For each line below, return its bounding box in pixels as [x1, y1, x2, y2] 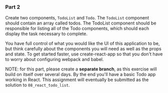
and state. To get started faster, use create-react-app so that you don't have [5, 51, 163, 57]
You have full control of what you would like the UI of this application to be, [5, 40, 160, 46]
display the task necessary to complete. [5, 31, 88, 37]
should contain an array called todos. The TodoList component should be [5, 20, 156, 26]
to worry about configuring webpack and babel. [5, 56, 104, 62]
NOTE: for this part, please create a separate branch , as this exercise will [5, 66, 157, 72]
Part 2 [5, 3, 21, 10]
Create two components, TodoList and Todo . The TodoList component [5, 15, 149, 21]
